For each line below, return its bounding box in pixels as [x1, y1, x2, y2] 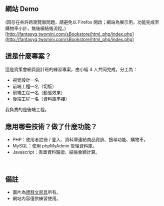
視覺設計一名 [12, 77, 39, 83]
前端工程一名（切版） [12, 83, 56, 89]
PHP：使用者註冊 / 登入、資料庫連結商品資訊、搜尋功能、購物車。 [12, 137, 148, 143]
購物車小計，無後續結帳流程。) [5, 25, 66, 31]
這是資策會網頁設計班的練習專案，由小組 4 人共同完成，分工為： [5, 66, 137, 72]
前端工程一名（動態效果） [12, 89, 65, 95]
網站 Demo [5, 5, 39, 14]
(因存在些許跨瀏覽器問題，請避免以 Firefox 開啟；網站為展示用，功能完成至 [5, 19, 159, 25]
